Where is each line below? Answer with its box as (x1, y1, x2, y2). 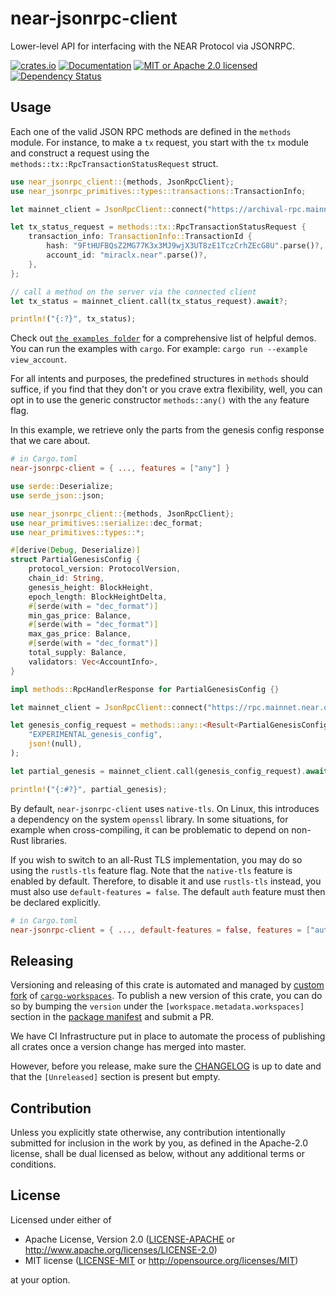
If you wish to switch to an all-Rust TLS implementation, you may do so (10, 853, 303, 866)
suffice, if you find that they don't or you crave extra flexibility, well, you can (10, 383, 323, 396)
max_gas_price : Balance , (28, 629, 132, 639)
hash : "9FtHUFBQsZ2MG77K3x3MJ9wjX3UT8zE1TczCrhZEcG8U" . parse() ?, (46, 241, 325, 251)
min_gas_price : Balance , (28, 610, 132, 621)
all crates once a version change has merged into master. (10, 1041, 247, 1053)
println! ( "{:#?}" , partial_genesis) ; (10, 784, 168, 794)
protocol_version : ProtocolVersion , (28, 564, 182, 574)
